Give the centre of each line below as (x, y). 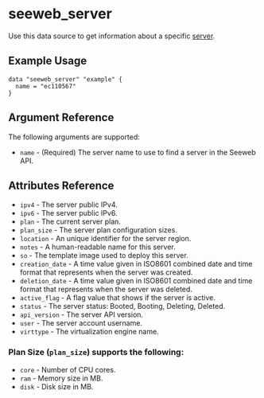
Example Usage (48, 61)
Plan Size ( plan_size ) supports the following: (96, 353)
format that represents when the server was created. (106, 272)
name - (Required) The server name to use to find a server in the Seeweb (138, 152)
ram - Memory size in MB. (61, 378)
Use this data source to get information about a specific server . (112, 36)
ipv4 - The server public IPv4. (68, 205)
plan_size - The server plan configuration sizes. (98, 230)
